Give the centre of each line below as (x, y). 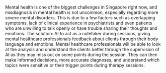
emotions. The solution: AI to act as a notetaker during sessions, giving (78, 34)
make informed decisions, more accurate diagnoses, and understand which (83, 60)
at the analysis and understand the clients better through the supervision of (83, 49)
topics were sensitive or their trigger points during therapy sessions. (75, 65)
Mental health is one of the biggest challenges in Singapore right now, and (81, 7)
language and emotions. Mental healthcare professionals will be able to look (83, 44)
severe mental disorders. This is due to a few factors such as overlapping (80, 18)
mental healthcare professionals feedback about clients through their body (82, 39)
